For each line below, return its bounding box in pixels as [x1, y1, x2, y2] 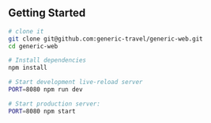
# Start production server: [8, 99, 101, 108]
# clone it [8, 27, 44, 35]
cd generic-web [8, 42, 58, 50]
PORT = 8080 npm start [8, 107, 77, 115]
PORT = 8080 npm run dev [8, 86, 83, 94]
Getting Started [8, 6, 86, 20]
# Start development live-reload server [8, 79, 144, 86]
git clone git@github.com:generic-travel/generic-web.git [8, 35, 203, 43]
